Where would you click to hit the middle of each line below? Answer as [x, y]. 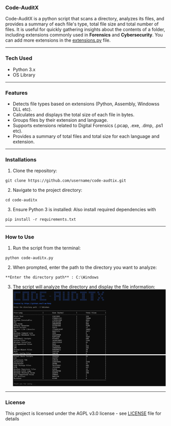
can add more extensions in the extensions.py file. [58, 40]
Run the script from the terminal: [47, 248]
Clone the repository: [35, 171]
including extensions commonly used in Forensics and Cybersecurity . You [84, 35]
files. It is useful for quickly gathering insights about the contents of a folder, [85, 30]
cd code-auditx [21, 200]
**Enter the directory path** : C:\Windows [52, 277]
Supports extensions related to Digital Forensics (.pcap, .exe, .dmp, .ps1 [88, 125]
